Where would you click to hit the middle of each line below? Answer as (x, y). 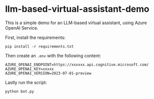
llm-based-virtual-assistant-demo (77, 9)
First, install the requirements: (35, 37)
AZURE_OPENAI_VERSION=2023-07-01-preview (48, 73)
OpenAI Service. (22, 28)
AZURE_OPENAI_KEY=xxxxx (30, 69)
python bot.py (20, 91)
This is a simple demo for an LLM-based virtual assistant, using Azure (76, 23)
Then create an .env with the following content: (53, 56)
